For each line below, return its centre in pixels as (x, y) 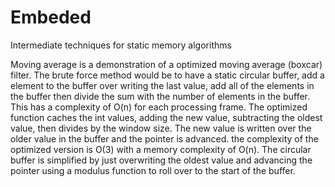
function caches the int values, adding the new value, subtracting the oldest (166, 117)
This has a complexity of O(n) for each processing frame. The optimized (159, 107)
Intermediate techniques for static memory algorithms (121, 45)
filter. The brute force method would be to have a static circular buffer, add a (167, 75)
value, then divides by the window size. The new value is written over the (161, 128)
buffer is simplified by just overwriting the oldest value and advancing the (161, 160)
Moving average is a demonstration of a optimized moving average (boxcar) (166, 64)
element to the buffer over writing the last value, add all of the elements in (162, 85)
